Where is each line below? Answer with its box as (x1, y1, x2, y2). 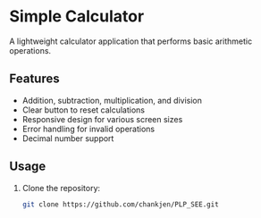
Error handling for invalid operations (21, 123, 155, 134)
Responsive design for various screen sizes (21, 113, 183, 124)
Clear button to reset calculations (21, 105, 146, 115)
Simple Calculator (9, 6, 145, 27)
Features (9, 71, 60, 87)
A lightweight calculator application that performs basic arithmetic (9, 36, 253, 46)
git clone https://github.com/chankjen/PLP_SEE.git (21, 199, 219, 209)
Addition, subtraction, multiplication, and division (21, 95, 203, 105)
